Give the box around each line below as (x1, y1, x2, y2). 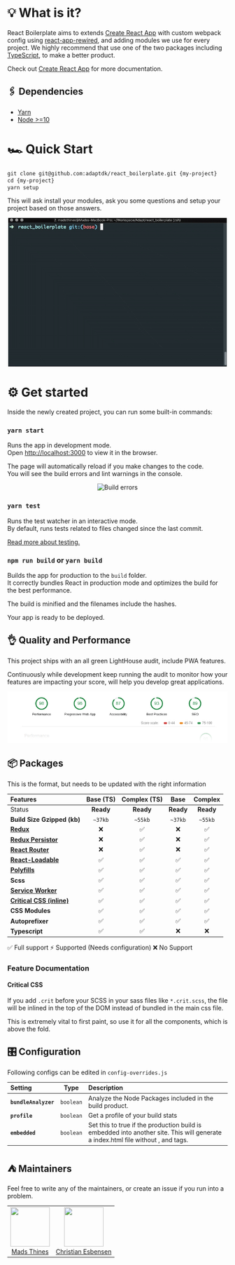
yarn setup (7, 184, 39, 191)
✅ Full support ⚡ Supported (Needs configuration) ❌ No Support (7, 943, 193, 952)
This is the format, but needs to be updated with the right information (7, 780, 206, 788)
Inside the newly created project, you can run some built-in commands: (7, 408, 213, 416)
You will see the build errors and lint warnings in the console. (7, 470, 183, 478)
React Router (10, 845, 50, 853)
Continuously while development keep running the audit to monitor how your (7, 670, 228, 678)
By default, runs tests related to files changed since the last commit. (7, 524, 204, 532)
